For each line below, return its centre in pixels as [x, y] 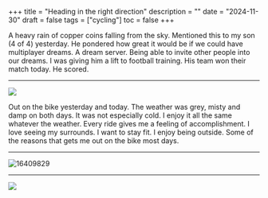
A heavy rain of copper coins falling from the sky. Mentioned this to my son [132, 35]
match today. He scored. [49, 69]
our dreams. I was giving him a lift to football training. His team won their [127, 60]
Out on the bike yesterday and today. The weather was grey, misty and [124, 107]
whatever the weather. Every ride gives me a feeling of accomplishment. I [129, 124]
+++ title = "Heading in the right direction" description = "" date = [116, 12]
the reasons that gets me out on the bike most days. [94, 141]
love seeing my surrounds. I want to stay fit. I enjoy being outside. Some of [131, 132]
